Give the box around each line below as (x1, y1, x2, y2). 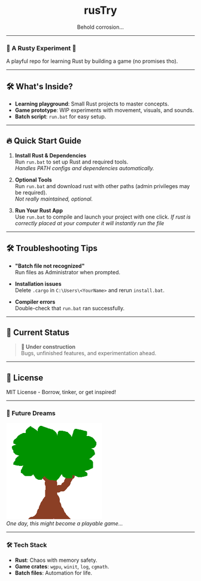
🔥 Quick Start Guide (6, 136, 82, 146)
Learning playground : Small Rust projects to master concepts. (14, 100, 169, 108)
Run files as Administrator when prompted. (14, 268, 121, 276)
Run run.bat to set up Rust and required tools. (14, 158, 129, 165)
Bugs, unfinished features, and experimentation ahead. (20, 350, 157, 357)
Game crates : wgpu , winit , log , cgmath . (14, 562, 109, 570)
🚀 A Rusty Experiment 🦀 (6, 44, 77, 52)
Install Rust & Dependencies (14, 152, 87, 159)
